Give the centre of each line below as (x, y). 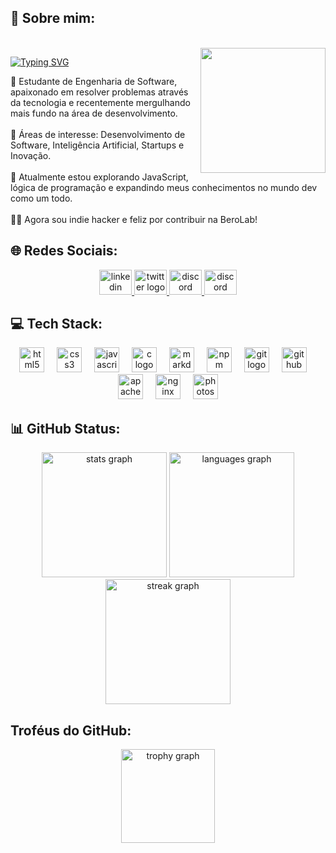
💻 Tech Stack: (56, 324)
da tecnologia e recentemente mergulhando (100, 102)
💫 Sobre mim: (53, 18)
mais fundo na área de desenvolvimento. (94, 113)
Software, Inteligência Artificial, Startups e (97, 145)
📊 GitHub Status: (65, 428)
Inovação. (31, 155)
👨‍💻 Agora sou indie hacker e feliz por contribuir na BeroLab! (134, 219)
